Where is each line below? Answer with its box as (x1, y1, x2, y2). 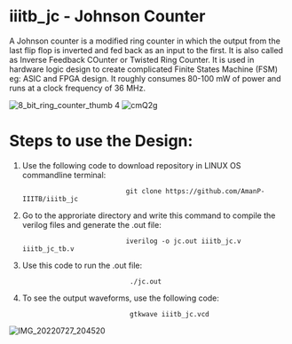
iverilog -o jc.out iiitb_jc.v (125, 237, 241, 246)
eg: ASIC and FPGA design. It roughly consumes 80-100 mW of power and (9, 73, 281, 83)
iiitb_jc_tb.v (21, 244, 75, 254)
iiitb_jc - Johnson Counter (9, 6, 206, 27)
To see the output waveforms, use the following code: (21, 293, 220, 303)
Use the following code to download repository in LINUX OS (21, 160, 241, 170)
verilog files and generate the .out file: (21, 219, 162, 230)
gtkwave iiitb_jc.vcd (130, 309, 210, 318)
